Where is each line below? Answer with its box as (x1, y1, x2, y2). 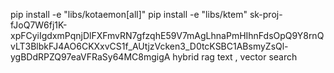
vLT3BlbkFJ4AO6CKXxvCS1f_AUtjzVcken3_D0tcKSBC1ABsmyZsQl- (10, 40, 289, 52)
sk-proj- (249, 9, 283, 20)
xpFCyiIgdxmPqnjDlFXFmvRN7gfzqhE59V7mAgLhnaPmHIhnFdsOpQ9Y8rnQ (10, 30, 325, 41)
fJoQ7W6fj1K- (10, 19, 68, 31)
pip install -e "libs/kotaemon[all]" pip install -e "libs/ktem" (10, 9, 248, 20)
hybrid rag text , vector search (172, 51, 298, 63)
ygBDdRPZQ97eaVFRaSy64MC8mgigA (10, 51, 171, 63)
